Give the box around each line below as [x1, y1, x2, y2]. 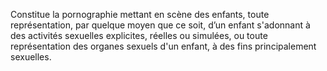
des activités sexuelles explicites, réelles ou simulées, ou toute [10, 30, 268, 41]
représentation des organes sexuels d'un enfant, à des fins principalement [10, 40, 317, 52]
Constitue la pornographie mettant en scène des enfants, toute [10, 9, 270, 20]
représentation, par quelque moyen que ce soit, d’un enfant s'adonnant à [10, 19, 311, 31]
